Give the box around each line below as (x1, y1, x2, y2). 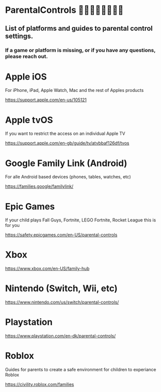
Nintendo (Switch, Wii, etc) (5, 283, 118, 294)
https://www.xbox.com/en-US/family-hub (5, 265, 90, 271)
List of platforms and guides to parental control (5, 24, 153, 33)
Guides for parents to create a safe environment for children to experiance (5, 367, 157, 372)
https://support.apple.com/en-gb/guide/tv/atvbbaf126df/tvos (5, 140, 129, 146)
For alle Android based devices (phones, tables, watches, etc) (5, 174, 131, 180)
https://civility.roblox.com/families (5, 382, 74, 387)
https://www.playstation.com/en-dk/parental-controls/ (5, 333, 116, 339)
